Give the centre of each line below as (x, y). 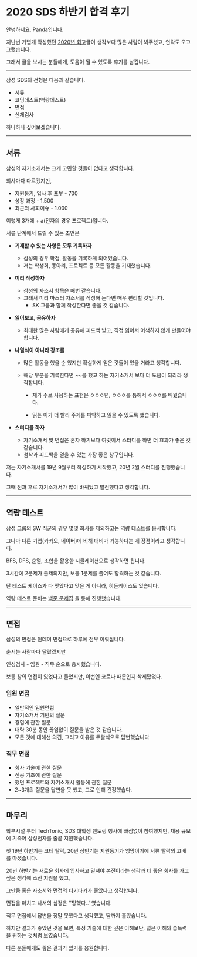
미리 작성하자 (30, 278)
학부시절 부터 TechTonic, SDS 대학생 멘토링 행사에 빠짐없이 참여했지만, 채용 (93, 830)
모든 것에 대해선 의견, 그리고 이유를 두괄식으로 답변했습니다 (82, 737)
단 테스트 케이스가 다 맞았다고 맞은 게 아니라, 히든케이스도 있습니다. (83, 585)
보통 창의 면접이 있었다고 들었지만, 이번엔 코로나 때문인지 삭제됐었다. (84, 677)
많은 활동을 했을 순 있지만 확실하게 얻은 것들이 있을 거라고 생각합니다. (102, 362)
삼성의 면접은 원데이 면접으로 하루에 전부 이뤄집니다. (65, 639)
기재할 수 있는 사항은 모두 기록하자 (53, 246)
